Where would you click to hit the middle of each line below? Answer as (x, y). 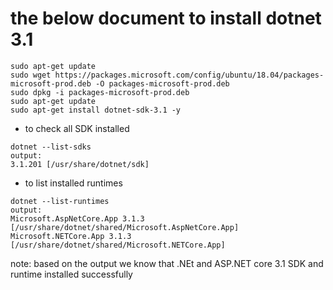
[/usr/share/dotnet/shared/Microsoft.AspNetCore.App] (125, 227)
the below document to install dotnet (166, 18)
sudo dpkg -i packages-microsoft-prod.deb (100, 92)
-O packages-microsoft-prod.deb (162, 83)
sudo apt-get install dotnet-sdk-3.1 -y (96, 110)
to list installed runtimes (73, 183)
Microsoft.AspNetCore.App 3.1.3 (77, 218)
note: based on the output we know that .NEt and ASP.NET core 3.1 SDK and (167, 263)
